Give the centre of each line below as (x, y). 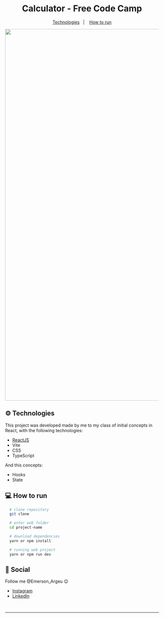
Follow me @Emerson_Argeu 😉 (37, 581)
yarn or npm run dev (30, 554)
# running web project (32, 550)
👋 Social (18, 569)
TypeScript (23, 455)
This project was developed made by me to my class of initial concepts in (79, 425)
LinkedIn (21, 596)
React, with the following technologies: (44, 430)
